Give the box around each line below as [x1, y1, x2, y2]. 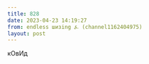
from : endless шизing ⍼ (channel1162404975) [7, 23, 143, 30]
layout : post [7, 30, 46, 37]
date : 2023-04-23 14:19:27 [7, 17, 87, 24]
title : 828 [7, 10, 40, 18]
